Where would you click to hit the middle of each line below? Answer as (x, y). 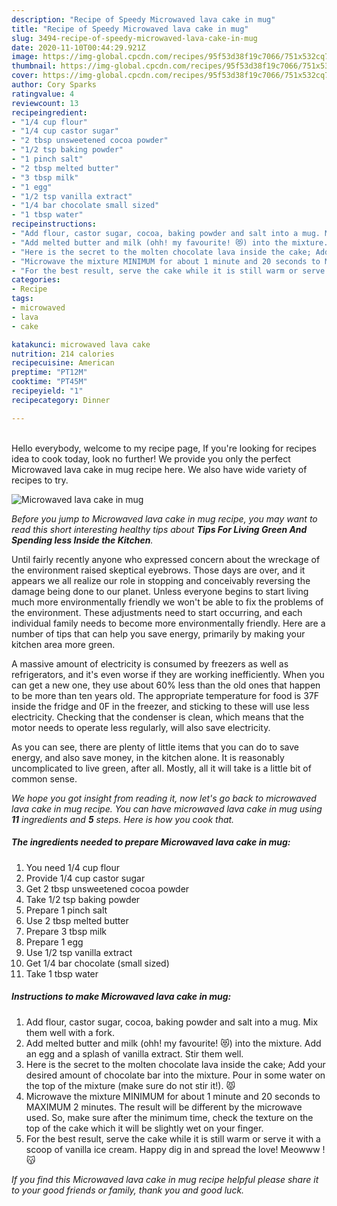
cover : (25, 76)
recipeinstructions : (54, 224)
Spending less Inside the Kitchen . (82, 540)
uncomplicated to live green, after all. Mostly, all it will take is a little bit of (161, 768)
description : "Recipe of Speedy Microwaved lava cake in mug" (143, 19)
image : (25, 57)
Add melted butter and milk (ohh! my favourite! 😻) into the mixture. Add (173, 1043)
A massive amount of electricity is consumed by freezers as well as (150, 663)
